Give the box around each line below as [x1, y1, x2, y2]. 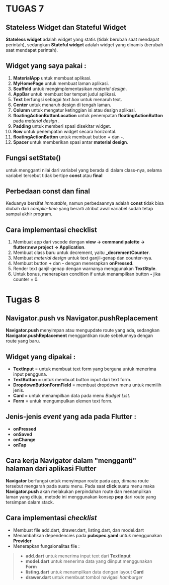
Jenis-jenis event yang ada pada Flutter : [6, 412, 136, 421]
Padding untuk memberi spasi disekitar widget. [13, 123, 111, 129]
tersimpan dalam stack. [6, 499, 54, 505]
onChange [13, 436, 36, 443]
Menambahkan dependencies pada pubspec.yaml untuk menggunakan [13, 532, 162, 538]
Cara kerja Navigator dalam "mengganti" [6, 456, 137, 465]
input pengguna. [13, 371, 47, 377]
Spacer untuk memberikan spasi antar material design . [13, 139, 129, 145]
